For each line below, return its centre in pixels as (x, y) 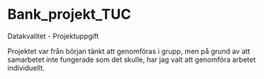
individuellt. (26, 67)
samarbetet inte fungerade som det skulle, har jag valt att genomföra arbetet (132, 59)
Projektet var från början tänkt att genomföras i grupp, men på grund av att (129, 51)
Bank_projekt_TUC (69, 14)
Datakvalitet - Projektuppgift (53, 36)
